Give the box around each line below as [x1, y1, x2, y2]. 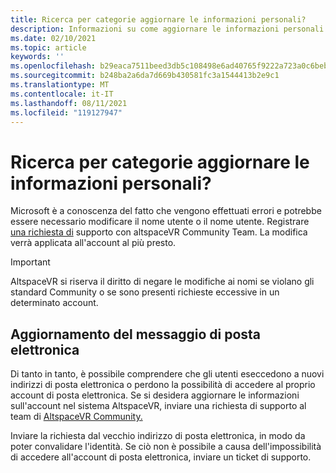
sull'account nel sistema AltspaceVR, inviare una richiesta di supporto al [10, 400, 307, 412]
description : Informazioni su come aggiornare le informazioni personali [10, 24, 325, 34]
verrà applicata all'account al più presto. [10, 237, 177, 249]
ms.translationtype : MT [10, 80, 110, 90]
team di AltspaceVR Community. [10, 411, 143, 423]
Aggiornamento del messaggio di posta [10, 326, 262, 343]
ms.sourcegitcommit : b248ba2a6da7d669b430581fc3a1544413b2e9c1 [10, 71, 280, 81]
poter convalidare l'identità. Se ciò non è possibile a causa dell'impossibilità [10, 441, 322, 453]
